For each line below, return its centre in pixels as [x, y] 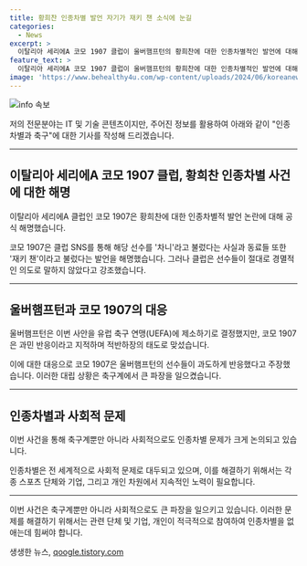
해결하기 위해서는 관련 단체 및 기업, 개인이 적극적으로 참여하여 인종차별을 [155, 521]
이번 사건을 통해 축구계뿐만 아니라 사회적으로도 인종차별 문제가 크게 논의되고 [145, 440]
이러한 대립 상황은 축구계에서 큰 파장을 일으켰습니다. [129, 376]
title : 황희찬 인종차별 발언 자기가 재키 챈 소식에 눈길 [101, 18]
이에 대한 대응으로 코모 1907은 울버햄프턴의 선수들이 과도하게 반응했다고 [138, 364]
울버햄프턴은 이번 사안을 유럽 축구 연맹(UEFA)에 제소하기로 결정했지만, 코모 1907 [153, 333]
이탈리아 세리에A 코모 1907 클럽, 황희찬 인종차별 [138, 176]
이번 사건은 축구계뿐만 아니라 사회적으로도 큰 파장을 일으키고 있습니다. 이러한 [146, 510]
